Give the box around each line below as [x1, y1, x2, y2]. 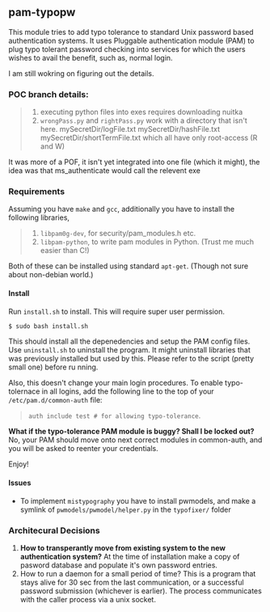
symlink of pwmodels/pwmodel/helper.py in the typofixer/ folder [19, 504, 232, 514]
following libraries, [8, 213, 70, 222]
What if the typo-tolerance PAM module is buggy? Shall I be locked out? [8, 427, 255, 437]
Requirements [8, 186, 65, 197]
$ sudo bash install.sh [8, 322, 89, 330]
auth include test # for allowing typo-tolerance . [27, 411, 201, 420]
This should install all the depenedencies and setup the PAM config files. [8, 336, 251, 346]
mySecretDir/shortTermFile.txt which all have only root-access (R [40, 133, 258, 143]
